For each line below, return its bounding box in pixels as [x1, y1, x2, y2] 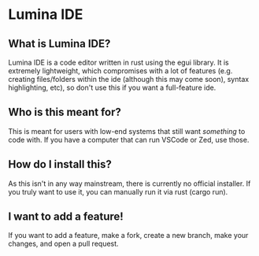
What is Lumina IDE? [8, 37, 111, 50]
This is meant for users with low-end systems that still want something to [8, 126, 246, 135]
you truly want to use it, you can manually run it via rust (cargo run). [8, 187, 228, 196]
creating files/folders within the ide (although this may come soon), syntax [8, 75, 250, 83]
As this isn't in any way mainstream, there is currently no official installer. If [8, 179, 251, 188]
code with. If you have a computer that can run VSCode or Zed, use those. [8, 135, 250, 144]
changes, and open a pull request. [8, 239, 120, 249]
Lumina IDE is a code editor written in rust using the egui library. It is [8, 58, 230, 67]
